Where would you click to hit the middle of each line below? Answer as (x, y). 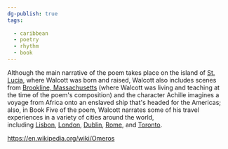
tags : (15, 20)
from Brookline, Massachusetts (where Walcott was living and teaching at (113, 87)
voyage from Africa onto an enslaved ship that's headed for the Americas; (114, 102)
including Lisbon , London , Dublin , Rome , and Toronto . (85, 125)
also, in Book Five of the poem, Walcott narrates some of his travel (103, 110)
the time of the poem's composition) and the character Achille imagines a (113, 94)
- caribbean (31, 33)
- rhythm (26, 46)
